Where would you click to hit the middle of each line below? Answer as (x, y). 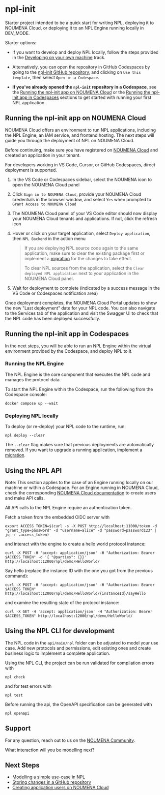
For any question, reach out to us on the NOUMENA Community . (70, 740)
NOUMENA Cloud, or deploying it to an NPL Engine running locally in (74, 28)
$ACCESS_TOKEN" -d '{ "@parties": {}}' (46, 557)
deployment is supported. (31, 170)
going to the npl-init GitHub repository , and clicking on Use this (77, 72)
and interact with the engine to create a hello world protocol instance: (75, 544)
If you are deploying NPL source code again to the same (81, 248)
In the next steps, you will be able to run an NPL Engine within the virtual (78, 346)
